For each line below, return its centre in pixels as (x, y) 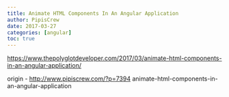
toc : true (21, 39)
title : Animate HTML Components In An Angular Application (93, 13)
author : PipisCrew (33, 20)
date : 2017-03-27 (32, 26)
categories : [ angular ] (39, 32)
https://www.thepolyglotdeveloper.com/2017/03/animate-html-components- (114, 58)
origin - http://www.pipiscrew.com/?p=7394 (69, 79)
